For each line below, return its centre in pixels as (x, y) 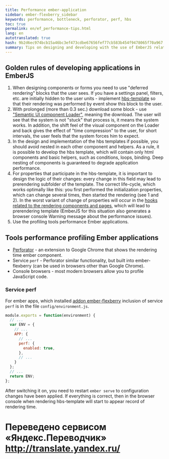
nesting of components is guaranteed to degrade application (75, 163)
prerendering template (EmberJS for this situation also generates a (81, 211)
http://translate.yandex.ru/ (63, 448)
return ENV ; (22, 376)
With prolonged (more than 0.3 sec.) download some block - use (79, 109)
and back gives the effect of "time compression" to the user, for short (84, 131)
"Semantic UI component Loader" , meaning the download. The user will (87, 114)
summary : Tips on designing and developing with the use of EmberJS (78, 47)
